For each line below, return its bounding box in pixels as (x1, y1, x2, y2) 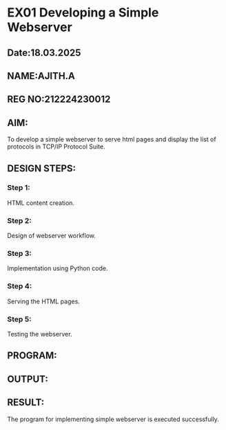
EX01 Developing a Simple (7, 5, 159, 21)
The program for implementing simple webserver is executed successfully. (7, 415, 219, 423)
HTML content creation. (7, 198, 74, 207)
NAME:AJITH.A (7, 70, 76, 82)
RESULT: (7, 397, 45, 409)
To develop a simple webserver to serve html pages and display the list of (7, 136, 216, 144)
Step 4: (7, 281, 32, 291)
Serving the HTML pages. (7, 297, 81, 305)
